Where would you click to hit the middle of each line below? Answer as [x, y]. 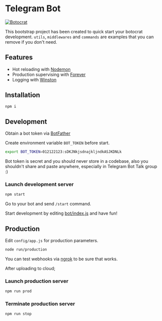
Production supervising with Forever [49, 74]
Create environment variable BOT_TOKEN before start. [57, 143]
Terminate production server [40, 304]
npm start [15, 195]
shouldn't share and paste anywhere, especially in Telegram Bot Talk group [81, 167]
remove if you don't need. [31, 42]
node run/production [26, 250]
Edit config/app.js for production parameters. [52, 241]
